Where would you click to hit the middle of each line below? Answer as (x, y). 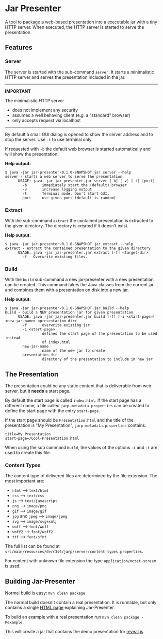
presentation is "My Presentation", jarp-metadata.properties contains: (76, 425)
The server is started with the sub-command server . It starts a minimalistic (80, 72)
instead (13, 338)
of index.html (56, 342)
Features (19, 47)
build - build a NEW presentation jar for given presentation (69, 312)
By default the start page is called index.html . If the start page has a (73, 400)
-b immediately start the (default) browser (75, 185)
